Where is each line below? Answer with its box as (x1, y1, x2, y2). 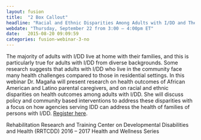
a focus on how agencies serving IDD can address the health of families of (6, 104, 190, 110)
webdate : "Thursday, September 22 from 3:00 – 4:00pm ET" (6, 25, 154, 32)
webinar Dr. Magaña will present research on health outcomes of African (6, 78, 185, 85)
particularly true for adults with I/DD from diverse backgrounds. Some (6, 59, 178, 66)
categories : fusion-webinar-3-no (6, 36, 90, 42)
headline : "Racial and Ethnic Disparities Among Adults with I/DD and (6, 20, 186, 26)
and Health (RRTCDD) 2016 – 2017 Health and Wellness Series (6, 127, 160, 135)
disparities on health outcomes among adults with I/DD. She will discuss (6, 91, 184, 98)
